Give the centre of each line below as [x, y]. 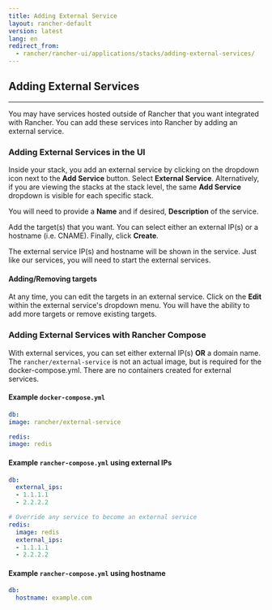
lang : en [23, 39]
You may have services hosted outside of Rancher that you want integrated [134, 114]
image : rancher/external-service [65, 422]
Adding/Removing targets [53, 279]
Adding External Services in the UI [77, 152]
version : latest [36, 31]
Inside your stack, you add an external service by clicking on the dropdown [134, 170]
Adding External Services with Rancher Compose [107, 335]
